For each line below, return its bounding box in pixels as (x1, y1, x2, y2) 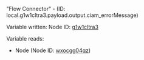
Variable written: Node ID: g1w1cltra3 (6, 24, 99, 30)
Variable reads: (6, 35, 44, 42)
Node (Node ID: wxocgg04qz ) (15, 47, 91, 54)
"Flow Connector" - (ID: (6, 5, 66, 12)
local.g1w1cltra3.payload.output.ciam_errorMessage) (6, 12, 139, 19)
